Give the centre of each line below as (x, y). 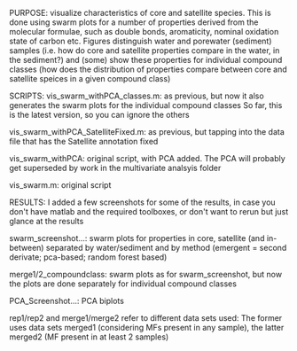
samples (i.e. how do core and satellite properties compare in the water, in (145, 51)
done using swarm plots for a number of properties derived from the (134, 22)
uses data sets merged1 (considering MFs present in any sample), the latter (147, 328)
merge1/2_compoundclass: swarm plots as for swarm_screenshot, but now (145, 274)
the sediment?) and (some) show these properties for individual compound (146, 60)
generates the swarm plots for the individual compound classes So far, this (146, 105)
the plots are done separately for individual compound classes (123, 284)
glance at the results (47, 221)
